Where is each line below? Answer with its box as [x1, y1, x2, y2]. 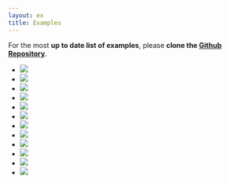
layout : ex [8, 11, 44, 20]
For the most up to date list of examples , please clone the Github [8, 40, 222, 49]
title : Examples [8, 19, 61, 27]
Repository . [8, 49, 47, 58]
